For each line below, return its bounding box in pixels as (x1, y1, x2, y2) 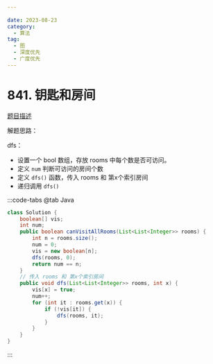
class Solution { (7, 209, 58, 216)
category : (7, 23, 36, 30)
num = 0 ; (32, 241, 58, 248)
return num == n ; (32, 261, 82, 268)
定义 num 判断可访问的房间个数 (17, 164, 104, 173)
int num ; (19, 222, 45, 229)
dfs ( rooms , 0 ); (32, 254, 76, 261)
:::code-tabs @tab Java (7, 196, 74, 204)
